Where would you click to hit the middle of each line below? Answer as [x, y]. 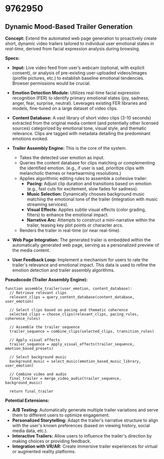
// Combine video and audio [38, 374]
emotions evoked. [30, 138]
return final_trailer [32, 391]
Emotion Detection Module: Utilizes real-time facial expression [76, 93]
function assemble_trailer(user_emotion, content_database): [69, 289]
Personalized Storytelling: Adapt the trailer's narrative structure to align [85, 420]
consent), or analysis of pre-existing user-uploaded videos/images [80, 73]
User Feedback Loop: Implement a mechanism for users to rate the [80, 260]
